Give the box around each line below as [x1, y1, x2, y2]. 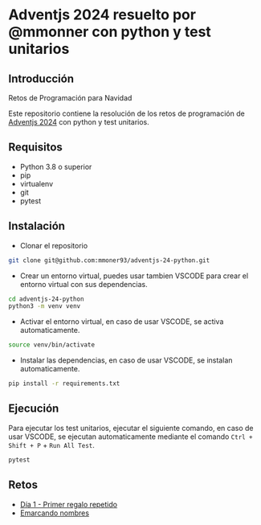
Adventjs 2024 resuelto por [8, 6, 197, 24]
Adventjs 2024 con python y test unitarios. [8, 117, 150, 126]
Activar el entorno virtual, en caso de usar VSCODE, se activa [19, 317, 224, 326]
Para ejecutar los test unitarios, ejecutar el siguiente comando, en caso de [8, 423, 254, 433]
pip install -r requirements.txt [8, 379, 120, 388]
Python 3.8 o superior [19, 162, 92, 171]
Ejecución [8, 402, 59, 416]
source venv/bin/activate [8, 341, 95, 349]
